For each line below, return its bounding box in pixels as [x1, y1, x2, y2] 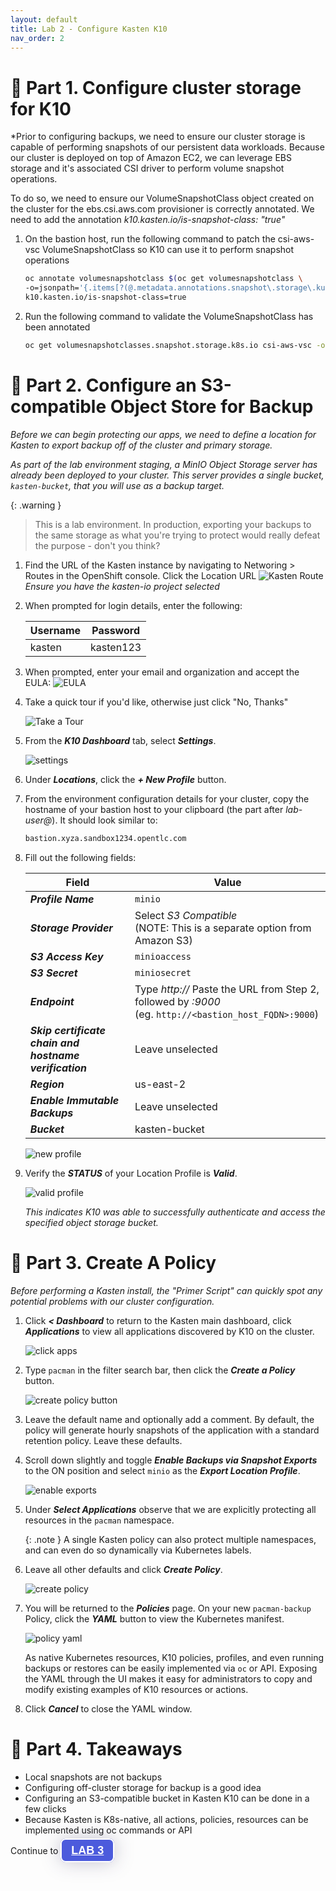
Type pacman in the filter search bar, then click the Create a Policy [24, 1364, 296, 1376]
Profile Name [29, 892, 95, 906]
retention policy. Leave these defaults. [24, 1434, 183, 1446]
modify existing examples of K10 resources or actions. [24, 1683, 249, 1695]
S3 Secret [29, 966, 78, 980]
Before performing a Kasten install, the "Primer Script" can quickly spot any [10, 1284, 323, 1296]
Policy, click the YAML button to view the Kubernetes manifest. [24, 1612, 285, 1625]
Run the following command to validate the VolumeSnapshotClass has [24, 310, 314, 322]
